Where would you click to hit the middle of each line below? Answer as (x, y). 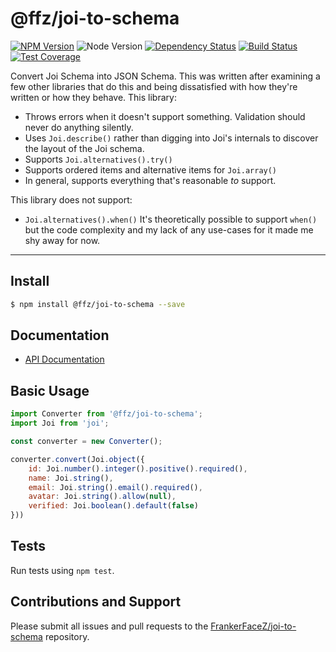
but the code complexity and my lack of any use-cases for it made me (169, 229)
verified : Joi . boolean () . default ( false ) (113, 506)
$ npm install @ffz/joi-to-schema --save (98, 304)
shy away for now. (62, 240)
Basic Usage (50, 390)
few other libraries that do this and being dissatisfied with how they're (154, 86)
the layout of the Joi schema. (84, 148)
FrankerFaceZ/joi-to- (253, 626)
